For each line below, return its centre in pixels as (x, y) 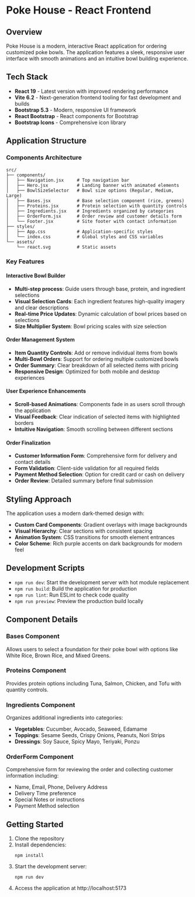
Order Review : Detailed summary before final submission (84, 481)
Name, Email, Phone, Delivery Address (61, 787)
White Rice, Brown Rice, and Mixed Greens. (59, 655)
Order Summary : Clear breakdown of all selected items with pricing (96, 365)
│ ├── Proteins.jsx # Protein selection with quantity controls (97, 206)
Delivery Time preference (45, 794)
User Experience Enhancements (46, 391)
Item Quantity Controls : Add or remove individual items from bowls (96, 353)
